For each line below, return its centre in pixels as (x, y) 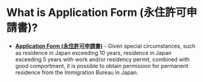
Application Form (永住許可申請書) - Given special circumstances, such (105, 46)
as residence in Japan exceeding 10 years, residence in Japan (93, 53)
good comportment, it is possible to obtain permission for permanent (101, 65)
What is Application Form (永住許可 (97, 13)
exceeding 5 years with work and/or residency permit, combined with (102, 59)
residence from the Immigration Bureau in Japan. (77, 72)
